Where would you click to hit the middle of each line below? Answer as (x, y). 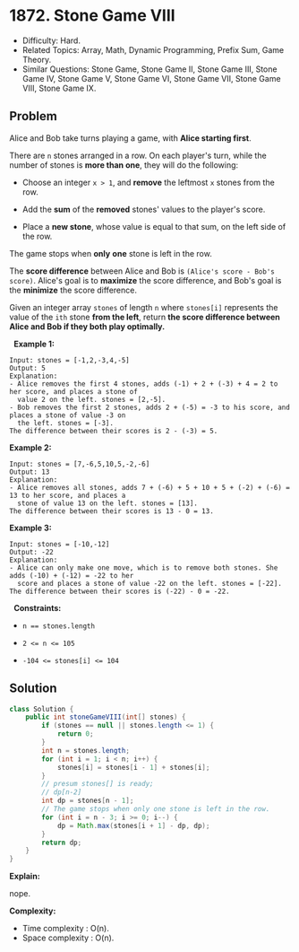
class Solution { (42, 709)
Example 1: (34, 344)
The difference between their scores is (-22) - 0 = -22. (120, 591)
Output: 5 (28, 368)
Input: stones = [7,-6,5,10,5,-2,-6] (80, 464)
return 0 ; (75, 734)
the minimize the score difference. (73, 290)
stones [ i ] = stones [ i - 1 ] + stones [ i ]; (133, 767)
